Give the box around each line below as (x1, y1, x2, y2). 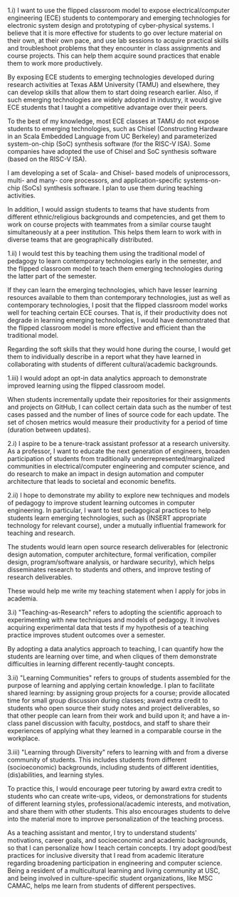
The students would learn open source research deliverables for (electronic (7, 543, 229, 551)
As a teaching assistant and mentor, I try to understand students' (7, 829, 197, 836)
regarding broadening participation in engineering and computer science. (7, 859, 223, 867)
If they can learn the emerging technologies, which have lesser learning (7, 286, 218, 294)
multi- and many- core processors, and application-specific (7, 176, 183, 185)
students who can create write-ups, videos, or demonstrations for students (7, 792, 228, 800)
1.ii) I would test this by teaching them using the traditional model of (7, 249, 206, 257)
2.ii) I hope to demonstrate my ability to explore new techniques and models (7, 491, 230, 499)
